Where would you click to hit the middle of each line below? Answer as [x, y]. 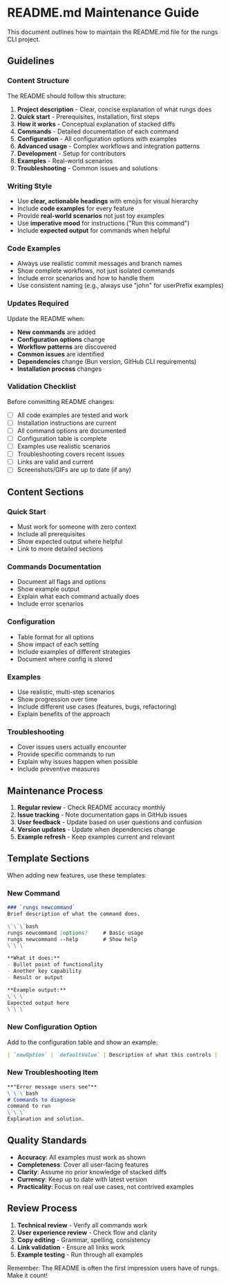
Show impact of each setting [58, 644]
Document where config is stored [65, 659]
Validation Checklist [42, 387]
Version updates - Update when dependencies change [96, 829]
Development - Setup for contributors [71, 153]
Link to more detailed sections [60, 549]
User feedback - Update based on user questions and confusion [109, 822]
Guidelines [31, 61]
